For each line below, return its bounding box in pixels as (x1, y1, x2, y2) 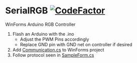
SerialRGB (5, 5, 48, 16)
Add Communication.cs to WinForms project (12, 47, 104, 53)
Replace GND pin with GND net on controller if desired (20, 41, 132, 47)
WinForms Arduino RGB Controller (5, 21, 76, 27)
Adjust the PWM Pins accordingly (20, 36, 89, 42)
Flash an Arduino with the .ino (12, 31, 74, 37)
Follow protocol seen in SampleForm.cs (12, 52, 94, 58)
